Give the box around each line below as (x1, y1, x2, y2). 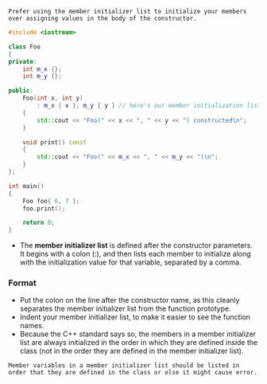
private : (8, 57, 37, 65)
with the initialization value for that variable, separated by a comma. (19, 257, 242, 267)
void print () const (22, 138, 87, 147)
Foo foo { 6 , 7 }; (22, 197, 80, 205)
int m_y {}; (22, 72, 62, 80)
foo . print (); (22, 204, 66, 213)
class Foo (8, 42, 41, 51)
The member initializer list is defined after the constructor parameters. (19, 241, 253, 250)
